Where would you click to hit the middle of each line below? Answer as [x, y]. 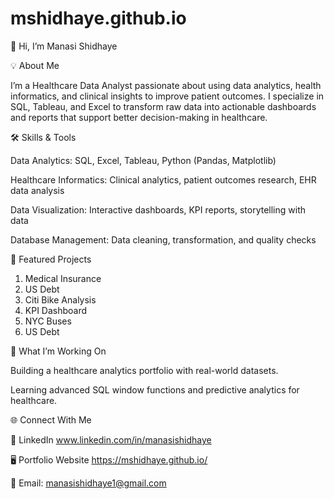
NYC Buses [48, 321]
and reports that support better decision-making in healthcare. [139, 117]
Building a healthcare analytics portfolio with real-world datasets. [144, 370]
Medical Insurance [63, 278]
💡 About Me [35, 65]
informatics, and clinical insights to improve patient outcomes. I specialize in [167, 96]
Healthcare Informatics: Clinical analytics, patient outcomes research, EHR [163, 179]
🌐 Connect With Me [51, 419]
